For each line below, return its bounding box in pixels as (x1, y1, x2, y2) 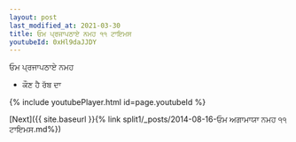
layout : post (9, 12, 58, 22)
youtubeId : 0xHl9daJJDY (9, 37, 97, 47)
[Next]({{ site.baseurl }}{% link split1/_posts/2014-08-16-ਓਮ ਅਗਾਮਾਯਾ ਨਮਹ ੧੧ (9, 114, 287, 124)
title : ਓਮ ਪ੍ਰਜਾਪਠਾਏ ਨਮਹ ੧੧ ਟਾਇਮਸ (9, 29, 132, 38)
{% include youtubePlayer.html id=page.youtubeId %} (9, 97, 206, 108)
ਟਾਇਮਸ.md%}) (9, 124, 62, 135)
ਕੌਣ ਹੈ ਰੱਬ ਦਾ (21, 79, 62, 90)
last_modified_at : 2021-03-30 (9, 21, 121, 30)
